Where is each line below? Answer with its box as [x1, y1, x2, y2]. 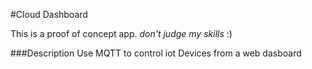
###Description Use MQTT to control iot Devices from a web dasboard [10, 47, 302, 59]
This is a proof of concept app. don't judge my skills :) [10, 28, 233, 39]
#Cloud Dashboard [10, 9, 88, 20]
